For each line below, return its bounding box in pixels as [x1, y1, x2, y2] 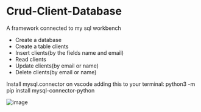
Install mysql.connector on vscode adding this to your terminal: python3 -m [6, 80, 196, 88]
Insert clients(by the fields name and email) [15, 49, 124, 56]
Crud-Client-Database [6, 4, 122, 18]
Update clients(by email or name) [15, 62, 99, 69]
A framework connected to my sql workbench [6, 24, 121, 32]
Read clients [15, 55, 47, 63]
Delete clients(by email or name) [15, 68, 97, 75]
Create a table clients [15, 43, 69, 50]
